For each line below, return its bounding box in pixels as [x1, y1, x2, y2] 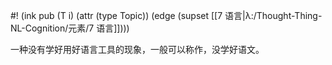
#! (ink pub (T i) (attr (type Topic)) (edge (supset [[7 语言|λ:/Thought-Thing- [10, 10, 323, 21]
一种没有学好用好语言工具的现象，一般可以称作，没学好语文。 [10, 44, 265, 55]
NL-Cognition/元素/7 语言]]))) [10, 22, 130, 34]
